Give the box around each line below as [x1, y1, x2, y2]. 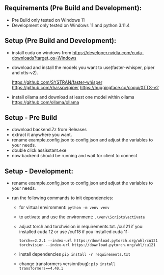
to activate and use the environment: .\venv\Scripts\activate [19, 214, 145, 220]
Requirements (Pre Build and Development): [4, 4, 142, 12]
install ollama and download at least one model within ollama [11, 94, 135, 100]
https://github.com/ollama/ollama [11, 99, 80, 105]
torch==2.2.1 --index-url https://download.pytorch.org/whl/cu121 [19, 239, 158, 243]
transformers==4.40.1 [19, 266, 63, 271]
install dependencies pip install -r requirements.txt [19, 251, 131, 257]
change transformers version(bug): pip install [19, 261, 116, 267]
